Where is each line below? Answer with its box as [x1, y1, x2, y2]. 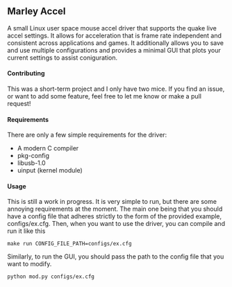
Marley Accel [7, 6, 66, 17]
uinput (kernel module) [17, 166, 83, 175]
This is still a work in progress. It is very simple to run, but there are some [7, 198, 217, 206]
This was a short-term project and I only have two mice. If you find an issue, [7, 85, 225, 93]
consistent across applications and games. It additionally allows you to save [7, 38, 224, 47]
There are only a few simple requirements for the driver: [7, 131, 167, 139]
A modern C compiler [17, 144, 79, 153]
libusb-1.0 [17, 159, 47, 167]
